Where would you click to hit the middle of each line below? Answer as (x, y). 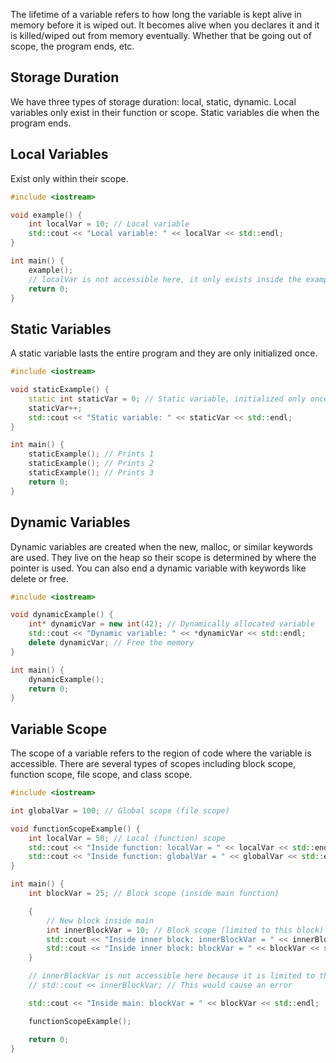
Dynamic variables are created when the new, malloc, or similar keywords (161, 546)
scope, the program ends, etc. (72, 46)
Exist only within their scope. (69, 178)
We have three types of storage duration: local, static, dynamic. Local (153, 101)
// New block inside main (100, 920)
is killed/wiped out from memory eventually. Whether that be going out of (161, 35)
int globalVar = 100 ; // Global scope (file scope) (120, 810)
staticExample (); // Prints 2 (91, 464)
